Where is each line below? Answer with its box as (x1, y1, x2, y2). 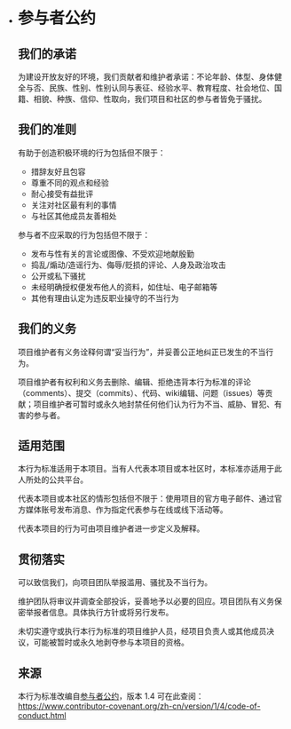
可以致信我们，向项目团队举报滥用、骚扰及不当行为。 (17, 577, 213, 588)
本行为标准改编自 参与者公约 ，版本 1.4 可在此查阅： (17, 691, 204, 701)
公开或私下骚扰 (30, 270, 86, 281)
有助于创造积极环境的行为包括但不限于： (17, 147, 166, 158)
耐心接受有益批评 (30, 188, 94, 199)
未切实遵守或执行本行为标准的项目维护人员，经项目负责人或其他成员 (17, 626, 267, 637)
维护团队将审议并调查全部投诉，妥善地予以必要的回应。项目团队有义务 (17, 596, 275, 606)
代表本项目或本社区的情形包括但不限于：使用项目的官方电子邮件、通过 (17, 494, 275, 504)
